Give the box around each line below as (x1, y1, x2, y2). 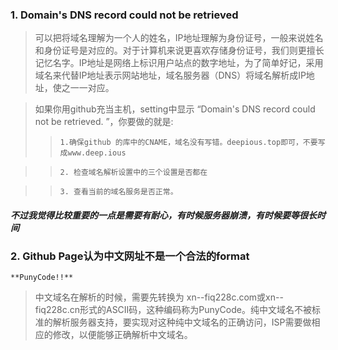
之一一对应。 (61, 82, 115, 94)
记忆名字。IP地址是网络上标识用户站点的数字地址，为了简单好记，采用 (34, 57, 324, 69)
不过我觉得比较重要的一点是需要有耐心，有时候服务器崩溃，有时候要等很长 (10, 209, 317, 221)
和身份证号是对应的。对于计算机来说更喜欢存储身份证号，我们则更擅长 (34, 44, 325, 57)
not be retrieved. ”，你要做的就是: (34, 116, 174, 128)
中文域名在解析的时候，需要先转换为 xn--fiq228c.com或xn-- (34, 291, 284, 303)
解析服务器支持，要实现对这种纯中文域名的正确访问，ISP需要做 (52, 316, 312, 328)
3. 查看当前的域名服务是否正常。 (59, 187, 178, 197)
